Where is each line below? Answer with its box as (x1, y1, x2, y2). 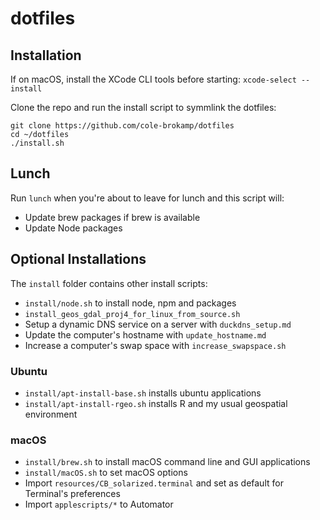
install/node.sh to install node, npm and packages (24, 297, 237, 309)
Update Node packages (24, 222, 123, 234)
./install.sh (10, 138, 65, 148)
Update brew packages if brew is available (24, 211, 201, 223)
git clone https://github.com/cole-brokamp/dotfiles (10, 121, 235, 131)
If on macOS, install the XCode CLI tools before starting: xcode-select (10, 73, 297, 85)
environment (24, 408, 78, 420)
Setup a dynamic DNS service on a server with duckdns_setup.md (24, 318, 292, 330)
